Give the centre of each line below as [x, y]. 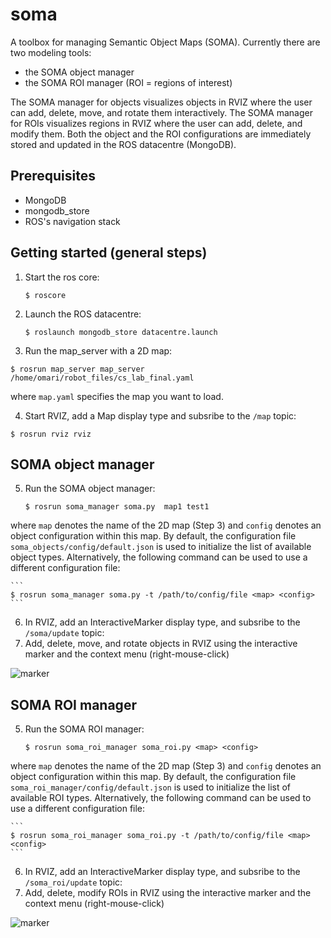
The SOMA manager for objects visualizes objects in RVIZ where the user [161, 102]
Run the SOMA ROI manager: [84, 729]
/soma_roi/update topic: [73, 882]
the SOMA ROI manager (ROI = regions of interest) [128, 82]
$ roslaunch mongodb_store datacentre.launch [121, 332]
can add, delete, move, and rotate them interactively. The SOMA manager [161, 112]
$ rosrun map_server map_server [77, 369]
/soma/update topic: [64, 633]
